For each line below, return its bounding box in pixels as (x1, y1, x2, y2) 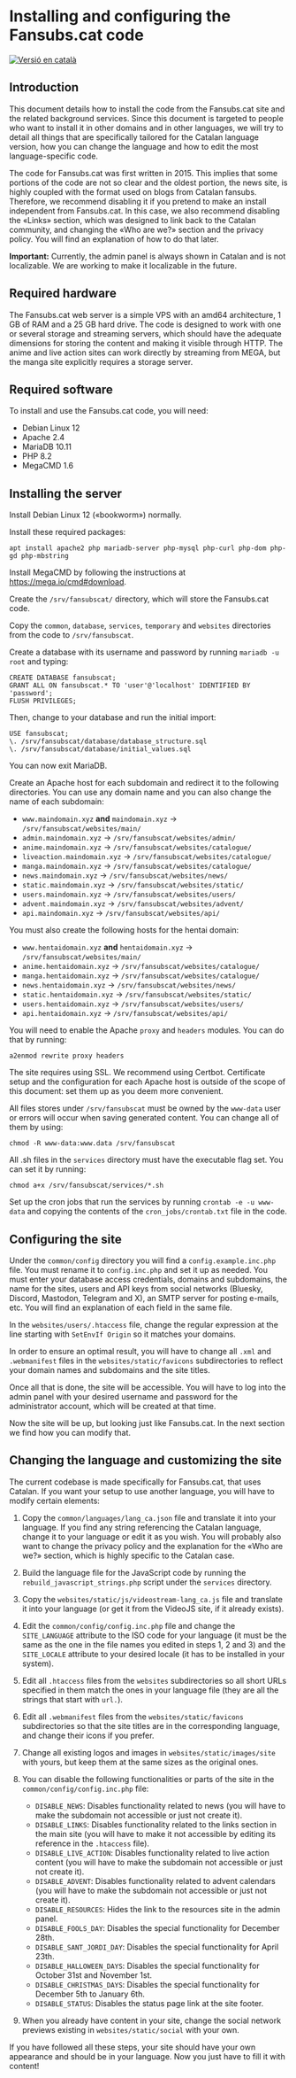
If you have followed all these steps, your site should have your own (9, 2042, 256, 2052)
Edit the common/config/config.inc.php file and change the (21, 1620, 236, 1631)
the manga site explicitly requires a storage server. (9, 356, 194, 367)
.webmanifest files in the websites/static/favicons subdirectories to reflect (9, 1355, 284, 1366)
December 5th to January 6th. (34, 1989, 146, 1999)
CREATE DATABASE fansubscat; (9, 673, 117, 683)
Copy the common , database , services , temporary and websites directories (9, 620, 271, 631)
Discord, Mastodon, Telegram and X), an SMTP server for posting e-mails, (9, 1293, 279, 1303)
